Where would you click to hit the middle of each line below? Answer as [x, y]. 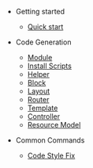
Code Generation [43, 42]
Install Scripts [50, 66]
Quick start [45, 27]
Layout [39, 91]
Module [40, 57]
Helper [38, 74]
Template [43, 108]
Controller [44, 116]
